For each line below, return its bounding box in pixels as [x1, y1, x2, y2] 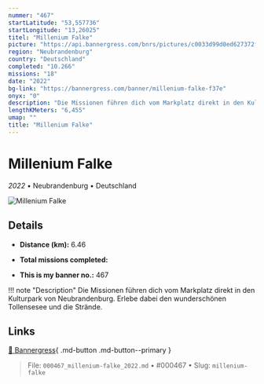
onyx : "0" [8, 92, 41, 100]
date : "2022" [8, 77, 51, 85]
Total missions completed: [19, 254, 108, 264]
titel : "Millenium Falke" [8, 33, 93, 42]
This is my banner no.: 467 [19, 270, 109, 280]
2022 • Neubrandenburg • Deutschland [8, 181, 137, 190]
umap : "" [8, 114, 37, 122]
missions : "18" [8, 70, 58, 78]
